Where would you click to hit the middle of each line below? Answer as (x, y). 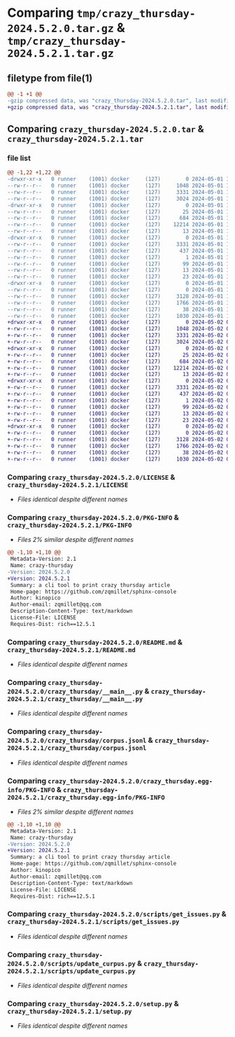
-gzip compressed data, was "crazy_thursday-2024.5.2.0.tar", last (108, 100)
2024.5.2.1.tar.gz (60, 54)
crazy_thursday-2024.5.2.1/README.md (72, 650)
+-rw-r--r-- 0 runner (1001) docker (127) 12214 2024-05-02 (115, 368)
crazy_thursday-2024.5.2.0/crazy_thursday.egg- (130, 781)
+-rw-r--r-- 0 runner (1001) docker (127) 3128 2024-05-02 (115, 440)
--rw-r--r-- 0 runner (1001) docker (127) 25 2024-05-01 (115, 211)
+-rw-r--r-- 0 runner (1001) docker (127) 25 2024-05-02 (115, 355)
